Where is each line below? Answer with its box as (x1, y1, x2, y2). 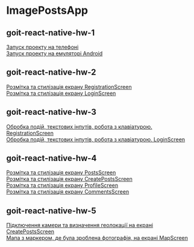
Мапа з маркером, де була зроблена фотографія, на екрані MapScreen (6, 234, 189, 242)
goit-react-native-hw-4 (6, 153, 97, 163)
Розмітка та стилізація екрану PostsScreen (6, 169, 116, 176)
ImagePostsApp (6, 4, 89, 17)
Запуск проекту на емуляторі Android (6, 50, 103, 57)
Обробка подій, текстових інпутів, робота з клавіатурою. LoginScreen (6, 136, 186, 143)
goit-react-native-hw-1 (6, 28, 95, 38)
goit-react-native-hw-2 (6, 67, 96, 78)
